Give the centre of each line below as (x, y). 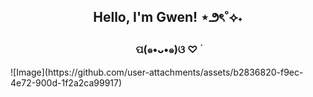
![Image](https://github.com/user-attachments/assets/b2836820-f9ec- (157, 72)
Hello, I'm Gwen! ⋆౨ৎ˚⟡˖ (168, 17)
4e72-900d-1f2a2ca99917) (66, 82)
